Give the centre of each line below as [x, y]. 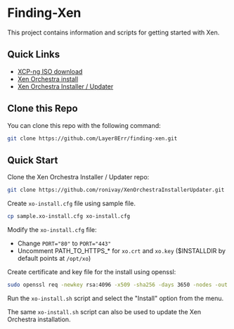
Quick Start [33, 160]
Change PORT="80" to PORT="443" [64, 243]
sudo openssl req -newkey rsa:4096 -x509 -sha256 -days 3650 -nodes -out [118, 285]
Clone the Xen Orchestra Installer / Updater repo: [78, 177]
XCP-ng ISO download [50, 71]
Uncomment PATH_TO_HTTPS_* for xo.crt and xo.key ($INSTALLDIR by [122, 251]
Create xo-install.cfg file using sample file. [71, 204]
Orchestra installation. [39, 319]
